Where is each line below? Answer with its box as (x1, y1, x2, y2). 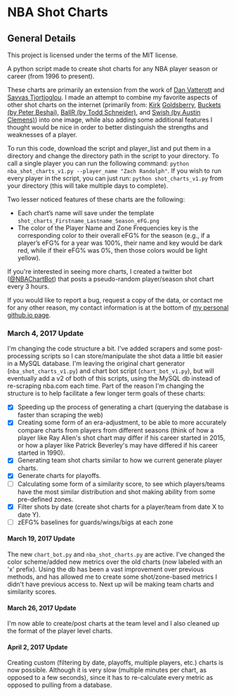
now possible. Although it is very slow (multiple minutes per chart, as (7, 666, 207, 674)
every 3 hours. (7, 282, 50, 291)
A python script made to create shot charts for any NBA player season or (7, 65, 218, 72)
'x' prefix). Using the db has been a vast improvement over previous (7, 564, 204, 574)
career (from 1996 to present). (7, 72, 95, 80)
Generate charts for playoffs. (17, 472, 101, 480)
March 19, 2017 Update (7, 534, 76, 543)
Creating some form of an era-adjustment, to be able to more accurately (17, 418, 227, 426)
